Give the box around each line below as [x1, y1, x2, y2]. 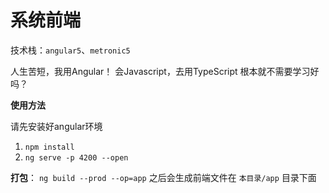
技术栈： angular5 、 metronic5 [10, 44, 131, 56]
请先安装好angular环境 [10, 120, 103, 132]
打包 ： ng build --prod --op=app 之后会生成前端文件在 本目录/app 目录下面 [10, 171, 317, 183]
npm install [24, 142, 75, 152]
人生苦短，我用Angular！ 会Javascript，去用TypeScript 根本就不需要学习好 [10, 65, 320, 77]
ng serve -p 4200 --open [24, 152, 129, 163]
